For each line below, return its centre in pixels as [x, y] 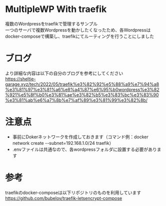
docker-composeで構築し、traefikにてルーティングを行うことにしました [80, 36]
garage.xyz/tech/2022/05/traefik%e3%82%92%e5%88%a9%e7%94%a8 [82, 84]
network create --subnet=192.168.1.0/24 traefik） [63, 143]
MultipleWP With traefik [56, 9]
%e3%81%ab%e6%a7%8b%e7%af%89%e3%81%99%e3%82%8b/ [76, 100]
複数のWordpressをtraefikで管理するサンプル [51, 24]
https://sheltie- [20, 79]
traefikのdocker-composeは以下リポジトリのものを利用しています [73, 192]
